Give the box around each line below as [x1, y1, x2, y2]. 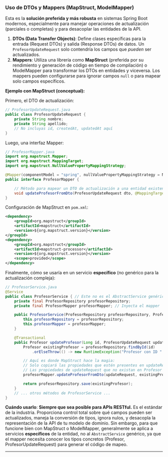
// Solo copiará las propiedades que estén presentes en [23, 363, 144, 368]
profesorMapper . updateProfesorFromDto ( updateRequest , [23, 372, 137, 377]
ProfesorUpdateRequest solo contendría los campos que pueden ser [12, 47, 151, 53]
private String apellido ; [14, 121, 68, 126]
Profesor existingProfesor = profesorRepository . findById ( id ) [23, 344, 155, 349]
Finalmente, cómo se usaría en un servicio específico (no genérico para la [5, 270, 159, 276]
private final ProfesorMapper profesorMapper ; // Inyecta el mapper [14, 303, 160, 308]
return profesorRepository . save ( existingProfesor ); [23, 381, 133, 386]
